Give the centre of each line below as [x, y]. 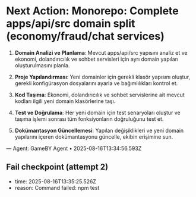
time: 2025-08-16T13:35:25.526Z [56, 181]
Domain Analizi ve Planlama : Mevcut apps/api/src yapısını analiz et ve [101, 52]
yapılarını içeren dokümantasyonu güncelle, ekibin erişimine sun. [94, 137]
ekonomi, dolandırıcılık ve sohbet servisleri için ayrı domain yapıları [97, 59]
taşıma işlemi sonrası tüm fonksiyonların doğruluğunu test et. [89, 119]
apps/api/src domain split [71, 24]
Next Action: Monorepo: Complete [93, 11]
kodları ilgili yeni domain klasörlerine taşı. [65, 101]
